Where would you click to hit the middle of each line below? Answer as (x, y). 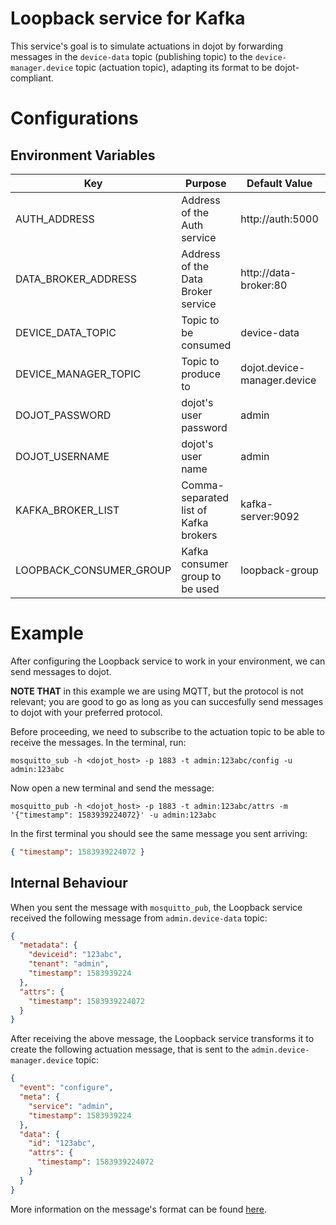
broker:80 (264, 285)
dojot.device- (273, 367)
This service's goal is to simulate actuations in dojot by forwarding (146, 46)
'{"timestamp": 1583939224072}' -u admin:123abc (113, 815)
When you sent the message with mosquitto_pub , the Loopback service (156, 907)
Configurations (74, 118)
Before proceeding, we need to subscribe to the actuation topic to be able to (167, 731)
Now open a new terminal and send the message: (112, 788)
